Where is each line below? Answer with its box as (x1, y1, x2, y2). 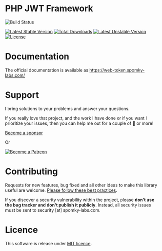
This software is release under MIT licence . (5, 240, 92, 246)
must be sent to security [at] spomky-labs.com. (5, 207, 101, 213)
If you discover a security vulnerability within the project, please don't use (5, 197, 155, 203)
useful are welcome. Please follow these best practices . (5, 187, 118, 193)
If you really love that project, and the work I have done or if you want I (5, 115, 147, 121)
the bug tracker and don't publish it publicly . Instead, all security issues (5, 202, 151, 208)
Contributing (5, 166, 58, 177)
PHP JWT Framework (5, 3, 94, 14)
